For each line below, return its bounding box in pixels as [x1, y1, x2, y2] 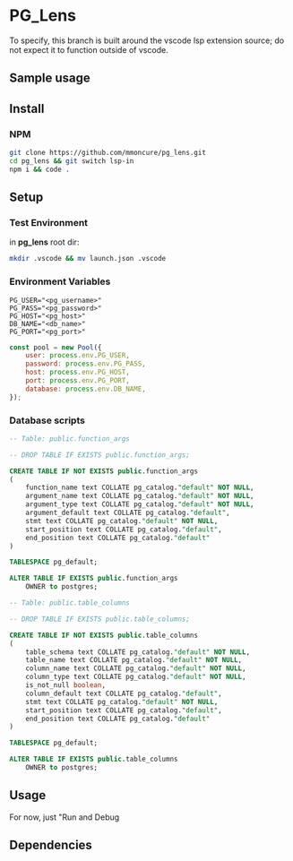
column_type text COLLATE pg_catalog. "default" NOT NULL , [25, 673, 246, 682]
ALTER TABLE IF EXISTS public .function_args [9, 574, 178, 583]
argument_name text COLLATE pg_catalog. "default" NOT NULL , [25, 492, 254, 501]
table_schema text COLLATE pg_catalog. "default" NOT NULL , [25, 647, 251, 657]
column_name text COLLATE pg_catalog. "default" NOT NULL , [25, 664, 246, 673]
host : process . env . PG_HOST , [25, 368, 130, 377]
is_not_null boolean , [25, 681, 106, 690]
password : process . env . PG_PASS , [25, 359, 146, 368]
